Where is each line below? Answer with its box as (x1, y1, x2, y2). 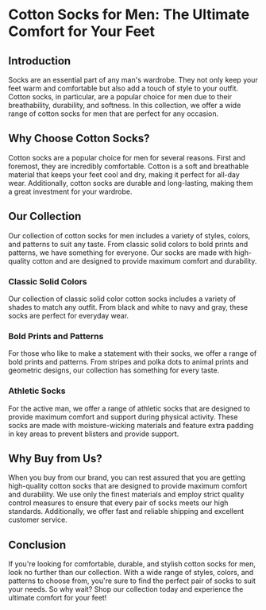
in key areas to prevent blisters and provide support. (8, 429, 179, 438)
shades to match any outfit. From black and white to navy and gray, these (8, 302, 249, 311)
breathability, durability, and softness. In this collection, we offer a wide (8, 101, 241, 110)
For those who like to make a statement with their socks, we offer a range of (8, 349, 257, 358)
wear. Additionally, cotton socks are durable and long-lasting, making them (8, 178, 253, 187)
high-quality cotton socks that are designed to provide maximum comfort (8, 481, 248, 491)
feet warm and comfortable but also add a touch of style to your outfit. (8, 83, 239, 93)
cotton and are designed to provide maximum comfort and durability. (32, 256, 257, 265)
